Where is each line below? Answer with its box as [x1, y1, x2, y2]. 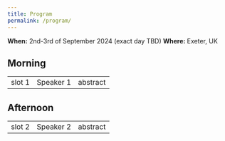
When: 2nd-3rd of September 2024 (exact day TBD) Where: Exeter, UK [7, 36, 219, 45]
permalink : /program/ [7, 17, 72, 24]
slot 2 [11, 122, 30, 132]
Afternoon [7, 101, 54, 114]
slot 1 [11, 78, 30, 88]
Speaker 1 [36, 78, 71, 88]
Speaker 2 [36, 122, 71, 132]
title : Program [7, 10, 53, 18]
